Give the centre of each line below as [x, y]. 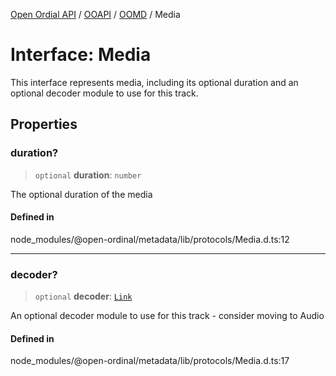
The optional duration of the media [81, 194]
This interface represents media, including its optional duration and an [154, 82]
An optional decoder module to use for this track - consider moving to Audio [167, 316]
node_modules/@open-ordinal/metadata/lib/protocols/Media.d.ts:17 [150, 361]
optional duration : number [88, 175]
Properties [44, 124]
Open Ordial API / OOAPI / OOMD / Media [95, 14]
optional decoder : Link [83, 296]
